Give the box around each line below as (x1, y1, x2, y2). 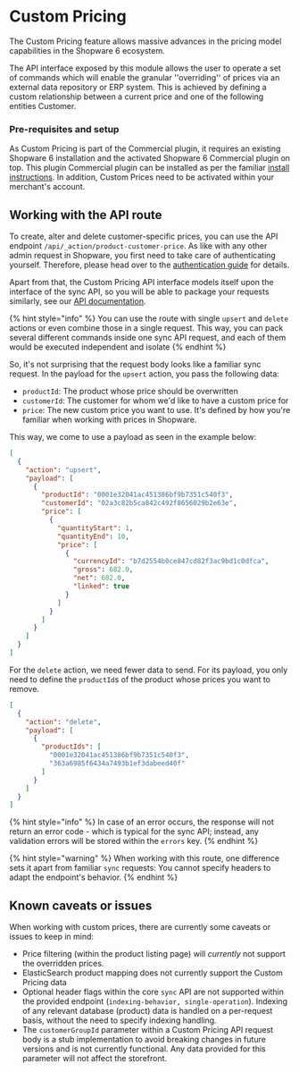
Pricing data (21, 977, 67, 988)
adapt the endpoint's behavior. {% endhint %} (9, 872, 179, 882)
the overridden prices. (21, 958, 104, 969)
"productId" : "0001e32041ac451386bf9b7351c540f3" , (41, 490, 234, 500)
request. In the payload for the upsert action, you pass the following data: (9, 368, 279, 379)
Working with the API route (9, 207, 162, 223)
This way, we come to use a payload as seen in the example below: (9, 432, 257, 443)
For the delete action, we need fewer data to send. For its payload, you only (9, 664, 288, 675)
